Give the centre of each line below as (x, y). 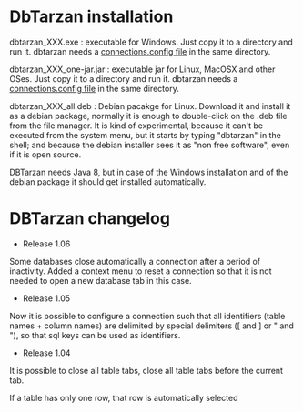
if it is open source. (45, 154)
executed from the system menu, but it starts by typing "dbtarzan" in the (146, 135)
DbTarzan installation (91, 17)
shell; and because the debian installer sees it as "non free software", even (150, 145)
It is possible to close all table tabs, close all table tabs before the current (146, 370)
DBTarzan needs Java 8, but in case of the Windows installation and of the (149, 172)
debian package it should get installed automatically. (108, 181)
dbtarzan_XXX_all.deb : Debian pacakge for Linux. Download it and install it (150, 106)
